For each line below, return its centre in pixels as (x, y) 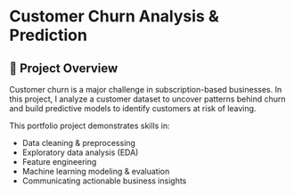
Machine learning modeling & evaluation (96, 171)
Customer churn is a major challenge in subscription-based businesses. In (146, 89)
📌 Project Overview (64, 68)
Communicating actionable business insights (104, 181)
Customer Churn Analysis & (114, 16)
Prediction (48, 35)
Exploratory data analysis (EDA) (80, 152)
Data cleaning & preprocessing (79, 143)
